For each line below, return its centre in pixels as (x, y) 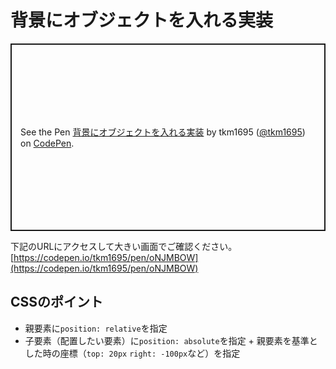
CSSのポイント (57, 302)
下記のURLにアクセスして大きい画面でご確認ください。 (124, 246)
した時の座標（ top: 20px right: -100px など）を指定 (132, 353)
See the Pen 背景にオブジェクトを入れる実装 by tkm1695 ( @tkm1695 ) (163, 132)
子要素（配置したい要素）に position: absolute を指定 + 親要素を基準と (171, 340)
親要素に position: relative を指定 (96, 328)
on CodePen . (47, 143)
